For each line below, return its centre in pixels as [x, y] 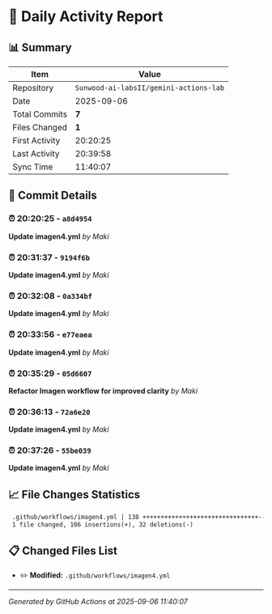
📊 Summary [40, 47]
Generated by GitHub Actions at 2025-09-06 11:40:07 [98, 601]
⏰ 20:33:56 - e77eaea [50, 335]
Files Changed [40, 127]
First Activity [36, 141]
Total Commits [40, 114]
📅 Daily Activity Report [86, 17]
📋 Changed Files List [63, 551]
